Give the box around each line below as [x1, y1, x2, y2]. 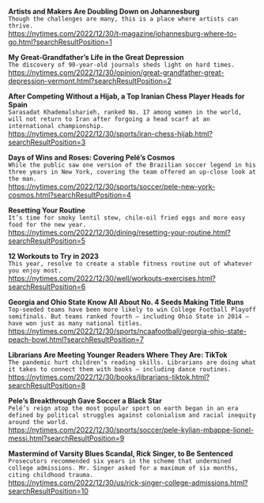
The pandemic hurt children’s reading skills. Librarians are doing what [8, 358, 257, 366]
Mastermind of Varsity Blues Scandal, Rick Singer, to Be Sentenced [8, 449, 233, 458]
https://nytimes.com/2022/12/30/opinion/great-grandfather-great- [8, 68, 224, 77]
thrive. [8, 22, 34, 30]
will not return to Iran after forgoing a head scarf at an [8, 115, 211, 123]
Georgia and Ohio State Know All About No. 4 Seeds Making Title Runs [8, 298, 244, 306]
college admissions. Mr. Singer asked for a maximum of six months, [8, 464, 239, 472]
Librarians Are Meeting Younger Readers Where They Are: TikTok [8, 351, 228, 359]
